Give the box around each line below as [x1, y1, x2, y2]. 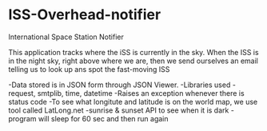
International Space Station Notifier [8, 32, 124, 42]
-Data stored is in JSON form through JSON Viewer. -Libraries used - [8, 80, 236, 89]
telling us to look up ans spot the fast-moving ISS [8, 64, 170, 73]
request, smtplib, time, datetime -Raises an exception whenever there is [8, 88, 245, 97]
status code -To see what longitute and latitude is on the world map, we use [8, 97, 258, 106]
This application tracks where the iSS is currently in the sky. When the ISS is [8, 47, 259, 57]
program [8, 113, 37, 123]
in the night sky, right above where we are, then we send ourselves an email [8, 56, 258, 65]
